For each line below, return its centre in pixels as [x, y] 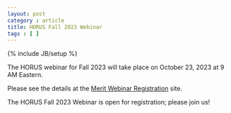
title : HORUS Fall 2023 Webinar [55, 27]
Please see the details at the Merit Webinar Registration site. [95, 88]
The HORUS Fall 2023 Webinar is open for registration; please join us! [109, 102]
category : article [36, 20]
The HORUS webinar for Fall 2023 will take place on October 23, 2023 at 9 [116, 67]
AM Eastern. [25, 75]
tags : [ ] [23, 34]
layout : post [26, 14]
